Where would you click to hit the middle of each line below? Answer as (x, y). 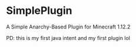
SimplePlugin (39, 11)
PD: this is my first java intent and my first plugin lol (68, 38)
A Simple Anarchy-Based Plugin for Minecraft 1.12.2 (68, 27)
